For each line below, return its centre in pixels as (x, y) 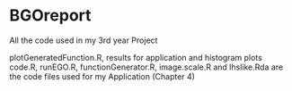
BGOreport (50, 16)
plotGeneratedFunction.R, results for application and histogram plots (136, 57)
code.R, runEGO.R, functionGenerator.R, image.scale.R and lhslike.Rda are (146, 67)
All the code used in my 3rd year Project (84, 40)
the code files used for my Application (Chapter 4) (102, 76)
